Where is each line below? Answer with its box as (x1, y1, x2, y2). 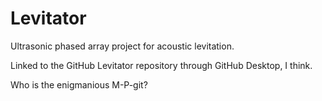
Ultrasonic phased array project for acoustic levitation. (10, 40, 235, 52)
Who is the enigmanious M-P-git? (10, 78, 148, 91)
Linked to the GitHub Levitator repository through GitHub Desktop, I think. (10, 59, 313, 71)
